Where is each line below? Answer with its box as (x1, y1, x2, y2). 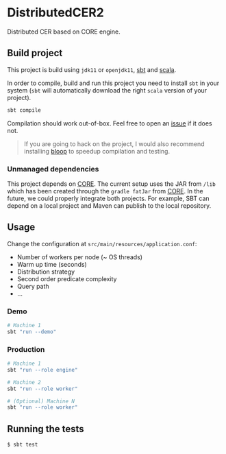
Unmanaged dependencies (7, 164, 99, 174)
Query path (16, 282, 49, 290)
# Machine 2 (7, 379, 41, 385)
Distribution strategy (16, 267, 75, 276)
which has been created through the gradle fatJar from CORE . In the (7, 187, 203, 195)
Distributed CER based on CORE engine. (7, 27, 121, 36)
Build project (7, 47, 63, 59)
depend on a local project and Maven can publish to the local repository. (7, 201, 212, 210)
